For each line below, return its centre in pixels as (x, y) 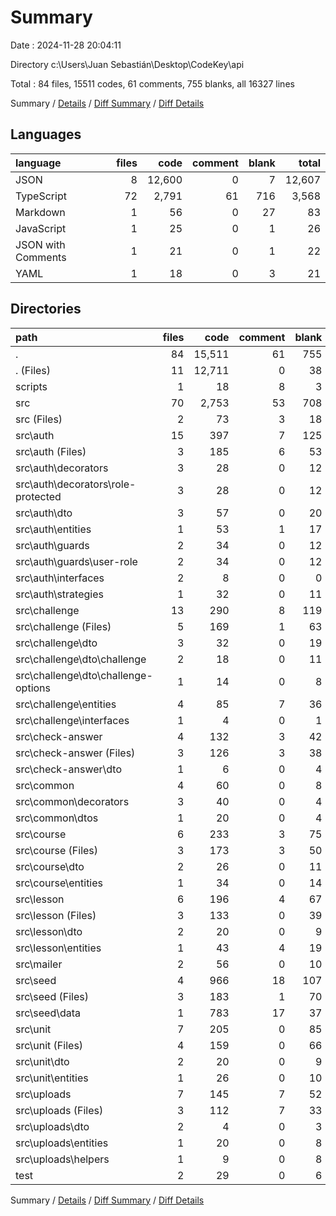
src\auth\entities (53, 529)
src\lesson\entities (58, 948)
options (33, 688)
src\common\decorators (72, 801)
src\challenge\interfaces (72, 720)
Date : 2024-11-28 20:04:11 (66, 45)
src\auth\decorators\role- (76, 484)
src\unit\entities (52, 1078)
